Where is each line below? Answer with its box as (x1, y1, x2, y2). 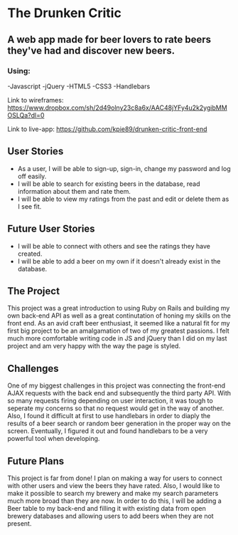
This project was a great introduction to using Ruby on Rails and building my (7, 304, 230, 313)
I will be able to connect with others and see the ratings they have (17, 241, 211, 250)
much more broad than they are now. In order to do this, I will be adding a (7, 497, 222, 505)
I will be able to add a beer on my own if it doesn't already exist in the (17, 256, 221, 265)
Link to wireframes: (7, 95, 64, 104)
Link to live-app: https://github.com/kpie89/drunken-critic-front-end (7, 125, 207, 133)
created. (17, 249, 43, 258)
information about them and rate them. (17, 187, 131, 195)
